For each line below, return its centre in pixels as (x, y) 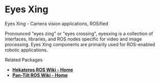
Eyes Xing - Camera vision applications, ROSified (56, 24)
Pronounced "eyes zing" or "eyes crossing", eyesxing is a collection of (79, 33)
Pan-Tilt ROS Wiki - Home (40, 75)
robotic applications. (26, 50)
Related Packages (24, 59)
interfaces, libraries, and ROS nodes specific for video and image (73, 39)
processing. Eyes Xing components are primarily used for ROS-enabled (80, 44)
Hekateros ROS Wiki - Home (43, 70)
